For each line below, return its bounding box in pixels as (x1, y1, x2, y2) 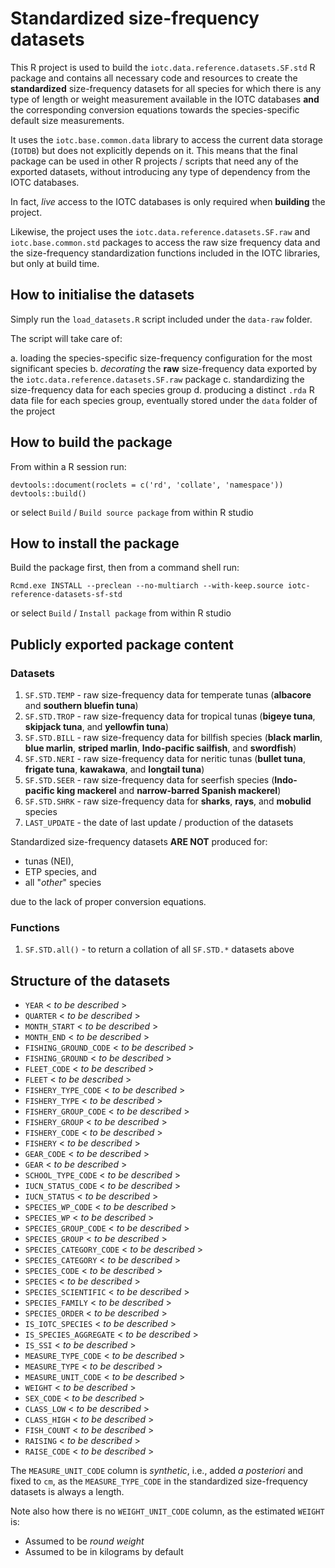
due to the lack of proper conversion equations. (10, 896, 207, 908)
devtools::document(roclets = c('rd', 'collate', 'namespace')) (10, 480, 284, 490)
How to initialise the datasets (10, 287, 195, 304)
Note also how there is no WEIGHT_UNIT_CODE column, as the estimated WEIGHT (10, 1505, 325, 1517)
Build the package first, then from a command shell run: (10, 562, 240, 574)
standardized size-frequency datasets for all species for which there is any (10, 82, 322, 94)
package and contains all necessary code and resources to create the (10, 72, 298, 84)
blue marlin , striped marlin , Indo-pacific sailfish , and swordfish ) (24, 742, 297, 754)
